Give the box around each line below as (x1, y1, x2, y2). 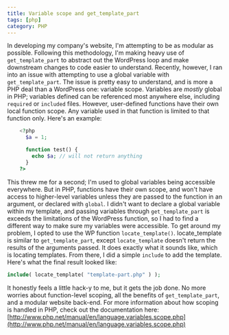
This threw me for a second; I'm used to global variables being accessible (7, 177, 216, 186)
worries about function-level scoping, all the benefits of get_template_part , (7, 290, 220, 299)
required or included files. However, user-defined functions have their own (7, 100, 219, 108)
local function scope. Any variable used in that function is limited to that (7, 107, 210, 115)
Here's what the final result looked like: (7, 258, 117, 266)
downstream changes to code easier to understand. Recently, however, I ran (7, 63, 223, 72)
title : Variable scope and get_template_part (7, 10, 139, 17)
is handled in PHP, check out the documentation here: (7, 306, 159, 314)
